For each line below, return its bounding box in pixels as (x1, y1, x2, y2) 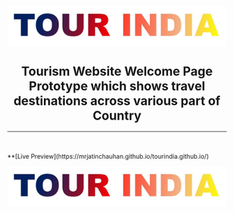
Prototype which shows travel (29, 79, 205, 95)
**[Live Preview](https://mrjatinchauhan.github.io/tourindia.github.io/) (7, 152, 209, 161)
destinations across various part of (13, 93, 221, 109)
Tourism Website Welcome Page (21, 64, 213, 79)
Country (93, 108, 141, 124)
